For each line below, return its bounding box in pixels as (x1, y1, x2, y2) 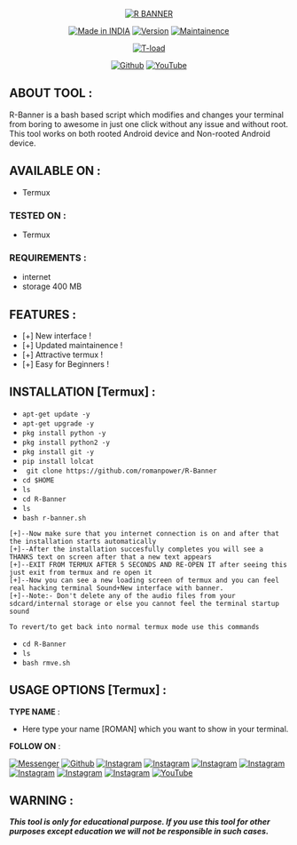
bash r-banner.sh (21, 514, 87, 522)
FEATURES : (9, 307, 77, 322)
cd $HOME (21, 475, 55, 484)
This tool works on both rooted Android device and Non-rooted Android (9, 128, 270, 139)
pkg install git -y (21, 447, 95, 457)
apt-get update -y (21, 410, 90, 419)
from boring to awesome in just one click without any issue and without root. (9, 118, 289, 129)
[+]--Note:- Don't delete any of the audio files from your (9, 591, 237, 600)
